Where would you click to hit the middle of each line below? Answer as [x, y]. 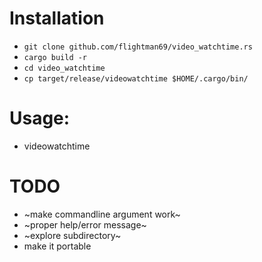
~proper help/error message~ [85, 224]
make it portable [57, 246]
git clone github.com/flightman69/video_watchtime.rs [138, 47]
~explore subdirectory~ [72, 235]
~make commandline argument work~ [102, 214]
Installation [57, 18]
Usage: [40, 118]
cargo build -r [55, 57]
